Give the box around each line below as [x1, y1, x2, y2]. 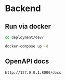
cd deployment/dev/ [5, 35, 44, 40]
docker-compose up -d [5, 44, 49, 48]
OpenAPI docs [5, 57, 49, 65]
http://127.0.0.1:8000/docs [5, 70, 62, 75]
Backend [5, 3, 41, 14]
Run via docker [5, 22, 51, 31]
